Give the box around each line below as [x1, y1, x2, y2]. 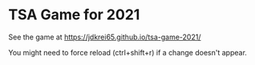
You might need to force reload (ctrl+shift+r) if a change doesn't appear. [8, 47, 247, 57]
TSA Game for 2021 [8, 6, 140, 24]
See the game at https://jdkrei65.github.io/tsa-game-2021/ [8, 32, 201, 42]
